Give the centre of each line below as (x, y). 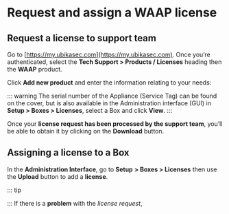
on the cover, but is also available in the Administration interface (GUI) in (109, 103)
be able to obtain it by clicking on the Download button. (86, 131)
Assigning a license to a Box (68, 153)
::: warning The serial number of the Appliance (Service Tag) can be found (112, 96)
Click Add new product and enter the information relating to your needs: (109, 83)
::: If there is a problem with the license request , (75, 203)
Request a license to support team (82, 38)
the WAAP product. (35, 69)
